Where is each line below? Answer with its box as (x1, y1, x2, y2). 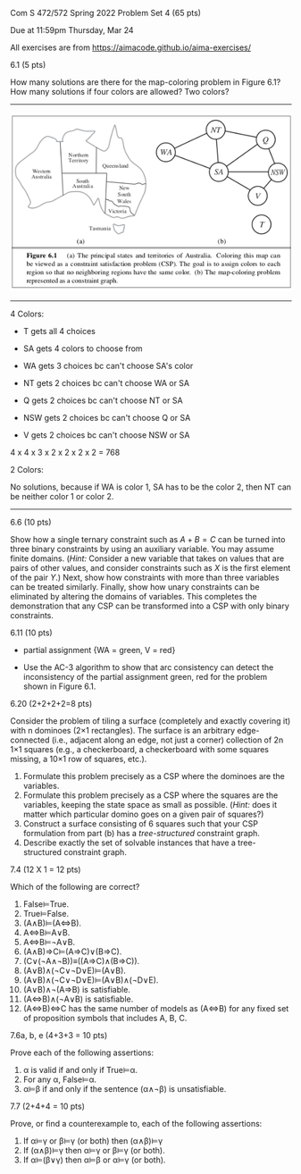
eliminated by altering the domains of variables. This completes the (10, 591, 257, 602)
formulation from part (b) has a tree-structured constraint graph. (22, 828, 260, 839)
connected (10, 734, 50, 745)
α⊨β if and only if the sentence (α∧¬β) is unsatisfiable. (22, 1084, 227, 1094)
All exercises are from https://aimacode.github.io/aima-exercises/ (10, 42, 252, 53)
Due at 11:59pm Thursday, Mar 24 (10, 25, 134, 35)
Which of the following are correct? (10, 882, 140, 893)
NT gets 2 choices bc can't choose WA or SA (22, 378, 190, 389)
